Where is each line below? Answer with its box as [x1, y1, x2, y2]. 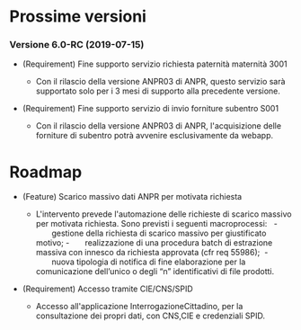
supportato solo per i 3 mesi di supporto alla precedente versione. [35, 85, 281, 96]
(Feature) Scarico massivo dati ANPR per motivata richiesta [22, 192, 243, 202]
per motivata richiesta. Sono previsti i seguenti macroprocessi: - [35, 219, 279, 229]
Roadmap [9, 162, 83, 182]
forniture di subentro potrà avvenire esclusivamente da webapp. [35, 130, 274, 141]
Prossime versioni [9, 6, 146, 27]
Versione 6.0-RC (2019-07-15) [9, 39, 145, 51]
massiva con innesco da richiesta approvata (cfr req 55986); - [35, 247, 269, 258]
